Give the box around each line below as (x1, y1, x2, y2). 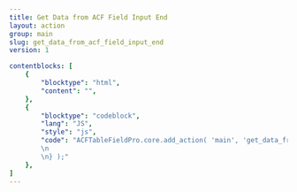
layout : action (9, 21, 65, 30)
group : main (9, 29, 53, 38)
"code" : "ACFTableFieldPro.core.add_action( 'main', (41, 136, 240, 145)
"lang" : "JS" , (41, 119, 93, 128)
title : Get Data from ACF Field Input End (9, 12, 168, 22)
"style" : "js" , (41, 127, 97, 137)
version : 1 (9, 46, 49, 55)
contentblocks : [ (9, 62, 73, 71)
